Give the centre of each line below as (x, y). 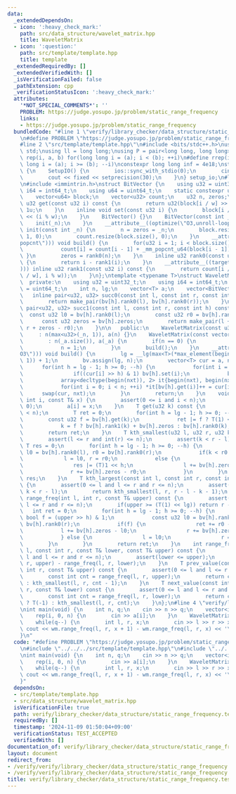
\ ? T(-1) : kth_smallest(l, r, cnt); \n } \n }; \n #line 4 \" (113, 603)
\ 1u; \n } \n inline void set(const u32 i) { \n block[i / (125, 210)
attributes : (31, 99)
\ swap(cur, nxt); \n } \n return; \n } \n (113, 393)
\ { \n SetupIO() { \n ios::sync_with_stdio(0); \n (108, 171)
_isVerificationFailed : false (58, 79)
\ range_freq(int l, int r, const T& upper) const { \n (102, 498)
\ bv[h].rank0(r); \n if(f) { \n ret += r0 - (125, 524)
